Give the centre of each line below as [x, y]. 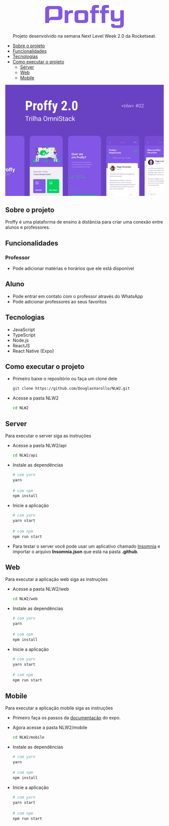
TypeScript [24, 335]
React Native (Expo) [33, 351]
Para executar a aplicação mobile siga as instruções [59, 708]
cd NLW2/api [25, 455]
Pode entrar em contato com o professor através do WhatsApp [78, 296]
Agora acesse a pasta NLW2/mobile [50, 727]
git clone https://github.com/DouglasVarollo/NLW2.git [71, 389]
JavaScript [24, 330]
